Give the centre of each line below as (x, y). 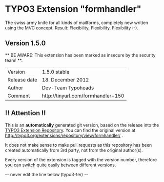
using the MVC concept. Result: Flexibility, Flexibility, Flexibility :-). (72, 27)
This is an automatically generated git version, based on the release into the (82, 125)
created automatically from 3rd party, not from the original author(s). (74, 150)
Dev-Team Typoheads (68, 88)
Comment (19, 96)
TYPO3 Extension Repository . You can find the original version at (70, 130)
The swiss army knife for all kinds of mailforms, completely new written (77, 23)
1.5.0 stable (56, 72)
